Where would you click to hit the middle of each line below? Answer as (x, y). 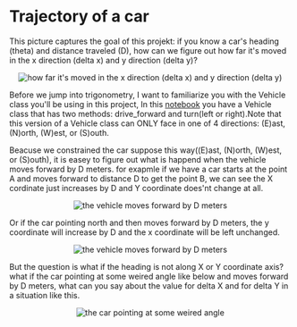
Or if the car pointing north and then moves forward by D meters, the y (140, 222)
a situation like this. (45, 295)
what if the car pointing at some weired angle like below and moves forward (149, 276)
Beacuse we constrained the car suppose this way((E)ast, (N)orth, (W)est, (146, 150)
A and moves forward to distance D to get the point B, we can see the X (141, 178)
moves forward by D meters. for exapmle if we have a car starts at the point (148, 169)
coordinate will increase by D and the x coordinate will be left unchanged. (144, 232)
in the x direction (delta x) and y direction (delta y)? (104, 60)
